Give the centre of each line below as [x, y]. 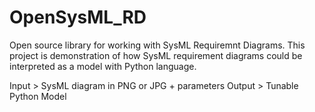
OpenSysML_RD [78, 17]
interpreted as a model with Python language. [103, 66]
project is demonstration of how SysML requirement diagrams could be [156, 55]
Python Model [38, 96]
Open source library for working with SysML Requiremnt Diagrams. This [157, 45]
